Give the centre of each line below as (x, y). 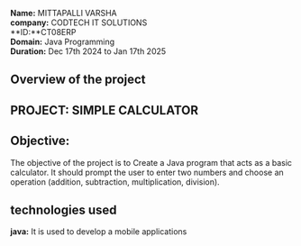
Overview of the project (78, 80)
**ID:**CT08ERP (43, 32)
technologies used (64, 210)
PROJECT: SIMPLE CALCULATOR (105, 110)
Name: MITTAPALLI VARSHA (64, 13)
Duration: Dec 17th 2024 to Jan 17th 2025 (88, 51)
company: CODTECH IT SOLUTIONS (79, 23)
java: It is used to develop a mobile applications (99, 232)
